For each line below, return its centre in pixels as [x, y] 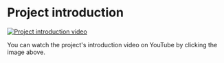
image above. [26, 52]
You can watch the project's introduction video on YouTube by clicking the [112, 45]
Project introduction [65, 13]
